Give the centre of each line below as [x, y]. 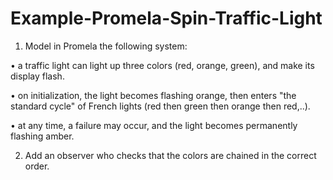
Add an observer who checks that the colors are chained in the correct [170, 155]
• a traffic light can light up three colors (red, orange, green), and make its [162, 65]
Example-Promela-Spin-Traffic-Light [166, 18]
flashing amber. [42, 136]
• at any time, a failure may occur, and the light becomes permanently [154, 125]
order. [37, 166]
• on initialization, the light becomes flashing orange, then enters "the [153, 95]
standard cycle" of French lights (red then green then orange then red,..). [160, 106]
